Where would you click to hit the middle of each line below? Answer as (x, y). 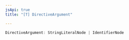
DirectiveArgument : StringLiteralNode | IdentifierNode (64, 32)
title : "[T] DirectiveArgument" (39, 14)
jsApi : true (17, 10)
